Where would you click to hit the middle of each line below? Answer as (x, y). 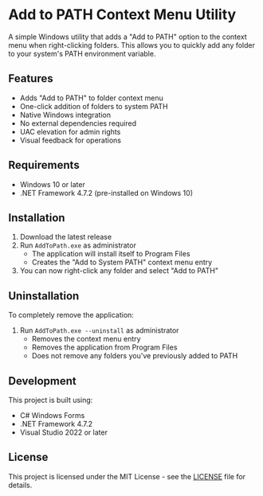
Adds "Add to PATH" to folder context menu (91, 98)
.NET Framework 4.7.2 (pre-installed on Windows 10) (106, 193)
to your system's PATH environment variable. (82, 53)
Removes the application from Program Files (104, 347)
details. (20, 485)
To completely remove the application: (71, 315)
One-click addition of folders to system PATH (94, 106)
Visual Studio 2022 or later (63, 432)
